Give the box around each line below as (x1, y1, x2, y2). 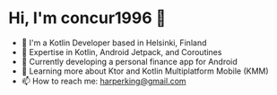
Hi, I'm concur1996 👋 (8, 8, 167, 28)
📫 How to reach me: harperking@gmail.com (21, 75, 186, 86)
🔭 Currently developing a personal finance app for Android (21, 56, 238, 67)
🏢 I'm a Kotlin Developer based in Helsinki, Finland (21, 37, 207, 48)
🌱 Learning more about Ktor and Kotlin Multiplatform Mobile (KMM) (21, 66, 270, 76)
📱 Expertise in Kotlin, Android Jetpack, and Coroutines (21, 46, 222, 57)
